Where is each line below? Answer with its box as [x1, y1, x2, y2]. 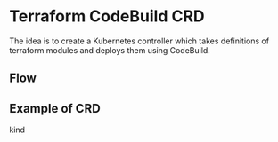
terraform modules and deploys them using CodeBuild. [9, 44, 211, 55]
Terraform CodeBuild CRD [9, 6, 205, 27]
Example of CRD [9, 100, 101, 116]
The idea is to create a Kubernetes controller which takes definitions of [9, 35, 270, 46]
